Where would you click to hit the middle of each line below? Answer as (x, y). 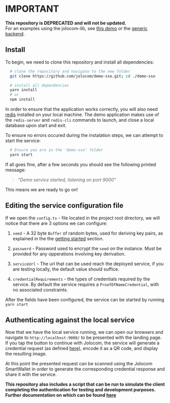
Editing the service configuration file (64, 206)
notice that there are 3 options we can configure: (56, 223)
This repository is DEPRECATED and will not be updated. (66, 23)
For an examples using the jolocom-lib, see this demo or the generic (77, 28)
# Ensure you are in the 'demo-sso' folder (56, 150)
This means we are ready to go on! (42, 189)
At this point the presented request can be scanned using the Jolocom (79, 364)
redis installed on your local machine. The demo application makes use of (82, 114)
